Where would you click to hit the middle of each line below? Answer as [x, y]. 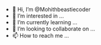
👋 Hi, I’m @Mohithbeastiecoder [51, 9]
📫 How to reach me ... [40, 36]
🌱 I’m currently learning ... [45, 22]
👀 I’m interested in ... [38, 16]
